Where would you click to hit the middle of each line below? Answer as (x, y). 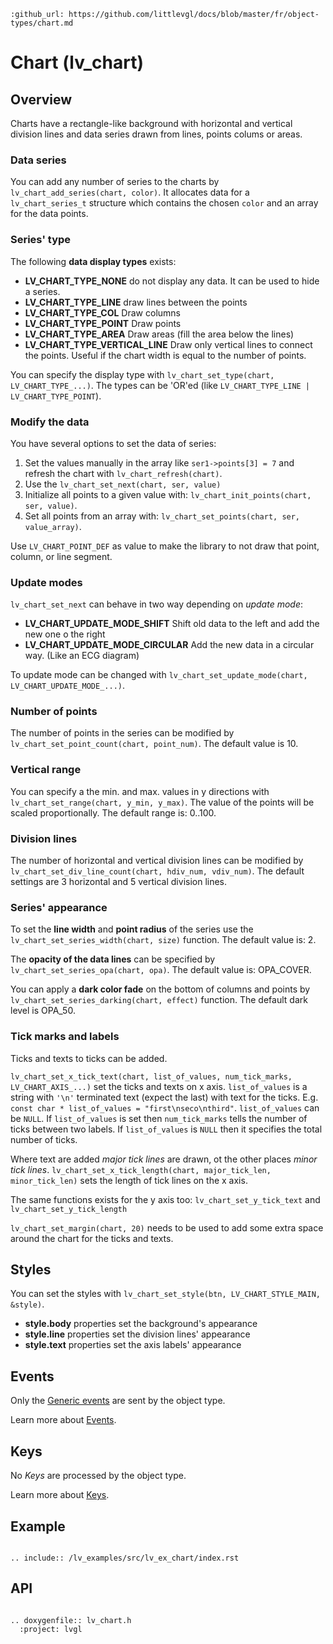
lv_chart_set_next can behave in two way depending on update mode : (156, 604)
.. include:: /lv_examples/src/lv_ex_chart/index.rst (125, 1558)
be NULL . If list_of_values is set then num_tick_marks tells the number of (159, 1118)
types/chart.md (42, 23)
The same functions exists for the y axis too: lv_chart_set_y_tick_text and (165, 1199)
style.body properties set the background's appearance (141, 1324)
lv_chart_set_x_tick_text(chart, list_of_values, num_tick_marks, (151, 1076)
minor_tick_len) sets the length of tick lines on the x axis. (129, 1180)
